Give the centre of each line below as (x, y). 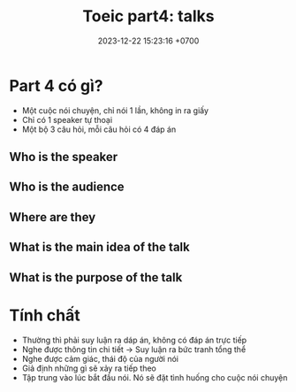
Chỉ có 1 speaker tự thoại (67, 119)
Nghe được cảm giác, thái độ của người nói (100, 358)
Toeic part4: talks (148, 16)
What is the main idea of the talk (99, 247)
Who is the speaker (64, 157)
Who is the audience (67, 187)
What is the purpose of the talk (96, 277)
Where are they (53, 217)
